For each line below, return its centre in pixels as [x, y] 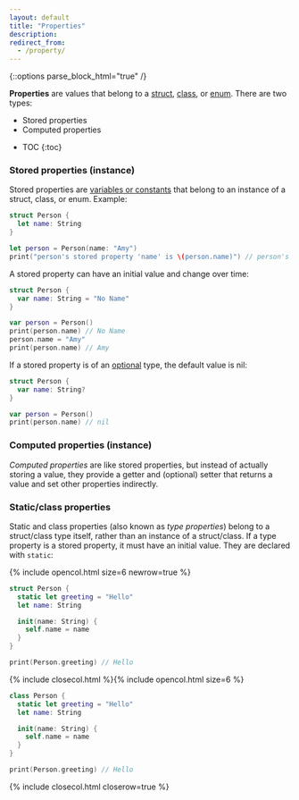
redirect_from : [37, 42]
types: [21, 103]
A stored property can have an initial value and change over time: [129, 274]
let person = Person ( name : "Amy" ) [74, 248]
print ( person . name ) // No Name [67, 332]
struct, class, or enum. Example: [68, 199]
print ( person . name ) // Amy [59, 348]
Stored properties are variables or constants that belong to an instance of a [147, 189]
